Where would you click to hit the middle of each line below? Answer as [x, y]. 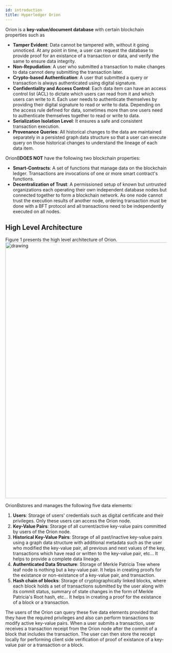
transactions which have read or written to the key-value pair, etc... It [85, 554]
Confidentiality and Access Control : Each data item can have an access [89, 88]
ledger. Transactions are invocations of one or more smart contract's [85, 173]
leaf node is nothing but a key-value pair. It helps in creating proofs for [87, 570]
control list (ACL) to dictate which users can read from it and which [83, 94]
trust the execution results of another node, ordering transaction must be [90, 201]
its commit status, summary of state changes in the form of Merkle [83, 592]
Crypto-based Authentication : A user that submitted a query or [80, 77]
